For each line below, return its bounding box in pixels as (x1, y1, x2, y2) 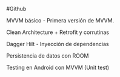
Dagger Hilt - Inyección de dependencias (6, 41, 109, 47)
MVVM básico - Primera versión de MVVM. (6, 17, 114, 24)
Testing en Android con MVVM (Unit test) (6, 64, 110, 71)
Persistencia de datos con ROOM (6, 52, 89, 59)
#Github (6, 5, 27, 12)
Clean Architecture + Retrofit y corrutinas (6, 28, 109, 36)
